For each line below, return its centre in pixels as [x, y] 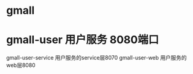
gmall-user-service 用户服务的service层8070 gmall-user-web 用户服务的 [96, 58]
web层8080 [21, 65]
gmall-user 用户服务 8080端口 [83, 40]
